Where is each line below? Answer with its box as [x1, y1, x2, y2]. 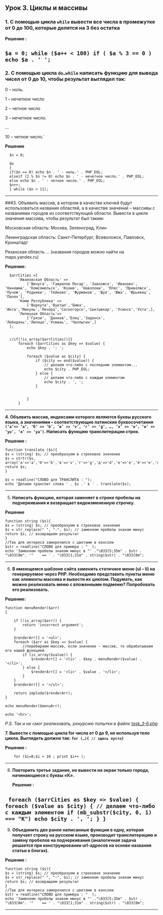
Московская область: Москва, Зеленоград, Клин [5, 225, 107, 231]
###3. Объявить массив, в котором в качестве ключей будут [5, 200, 132, 206]
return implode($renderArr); [14, 691, 73, 696]
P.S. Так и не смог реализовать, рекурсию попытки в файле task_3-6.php [5, 721, 158, 726]
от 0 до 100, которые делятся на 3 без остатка [5, 24, 120, 31]
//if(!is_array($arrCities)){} [9, 337, 73, 342]
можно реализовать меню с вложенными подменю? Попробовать [12, 582, 155, 588]
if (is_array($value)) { [22, 652, 73, 657]
